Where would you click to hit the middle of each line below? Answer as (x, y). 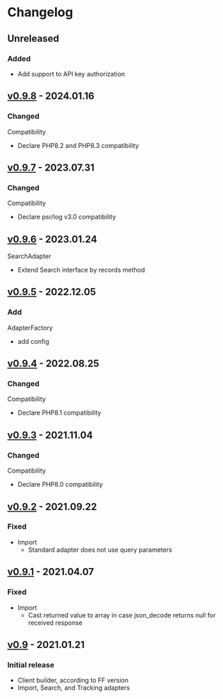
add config (33, 341)
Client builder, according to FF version (73, 681)
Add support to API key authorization (71, 74)
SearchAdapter (29, 256)
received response (55, 623)
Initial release (31, 664)
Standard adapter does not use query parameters (100, 550)
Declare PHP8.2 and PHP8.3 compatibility (78, 145)
